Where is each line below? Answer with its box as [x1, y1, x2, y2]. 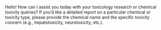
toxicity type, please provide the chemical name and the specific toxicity [5, 15, 150, 20]
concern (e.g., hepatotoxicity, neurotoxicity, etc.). [5, 19, 104, 25]
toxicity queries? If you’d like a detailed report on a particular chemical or [5, 9, 151, 15]
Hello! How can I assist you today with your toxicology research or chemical [5, 4, 157, 10]
